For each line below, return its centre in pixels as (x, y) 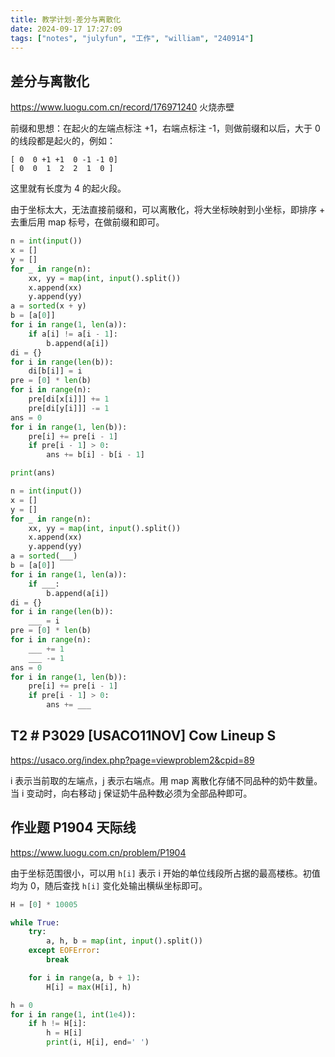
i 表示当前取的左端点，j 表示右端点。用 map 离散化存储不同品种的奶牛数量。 (166, 780)
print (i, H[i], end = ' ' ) (98, 1042)
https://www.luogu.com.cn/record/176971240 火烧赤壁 (122, 107)
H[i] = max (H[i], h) (89, 987)
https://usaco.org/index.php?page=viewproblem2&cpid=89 (132, 760)
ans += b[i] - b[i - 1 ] (95, 455)
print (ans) (33, 473)
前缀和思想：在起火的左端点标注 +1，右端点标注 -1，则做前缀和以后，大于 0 (165, 128)
